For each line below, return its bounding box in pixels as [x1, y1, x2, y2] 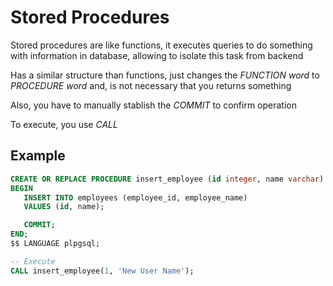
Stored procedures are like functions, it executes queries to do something [10, 39, 313, 51]
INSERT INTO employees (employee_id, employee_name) [23, 192, 248, 203]
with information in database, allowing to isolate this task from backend [10, 49, 304, 61]
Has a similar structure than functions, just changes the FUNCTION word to [10, 69, 320, 81]
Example [10, 147, 66, 165]
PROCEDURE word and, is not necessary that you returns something [10, 79, 292, 91]
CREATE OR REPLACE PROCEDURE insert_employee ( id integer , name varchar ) [10, 174, 325, 184]
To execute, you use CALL [10, 118, 118, 130]
